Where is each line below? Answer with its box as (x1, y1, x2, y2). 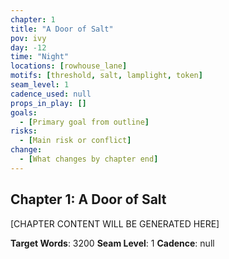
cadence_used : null (10, 89, 92, 99)
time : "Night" (10, 52, 70, 62)
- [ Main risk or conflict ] (19, 136, 132, 146)
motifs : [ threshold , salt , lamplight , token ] (10, 71, 203, 81)
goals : (10, 107, 38, 118)
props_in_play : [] (10, 98, 87, 108)
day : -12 (10, 42, 47, 53)
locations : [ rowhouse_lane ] (10, 61, 128, 71)
